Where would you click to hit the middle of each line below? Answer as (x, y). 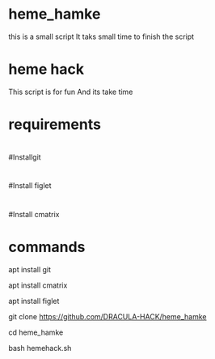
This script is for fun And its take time (71, 92)
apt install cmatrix (38, 285)
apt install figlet (34, 301)
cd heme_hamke (36, 332)
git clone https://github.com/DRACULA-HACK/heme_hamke (108, 316)
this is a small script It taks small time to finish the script (101, 36)
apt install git (30, 269)
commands (47, 247)
